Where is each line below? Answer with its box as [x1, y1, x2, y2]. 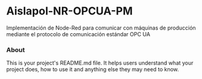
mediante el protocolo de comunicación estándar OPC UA [6, 30, 151, 37]
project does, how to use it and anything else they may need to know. [6, 66, 180, 73]
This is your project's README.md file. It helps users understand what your [6, 59, 194, 67]
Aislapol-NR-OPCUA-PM [6, 4, 133, 18]
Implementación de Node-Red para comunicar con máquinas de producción [6, 24, 197, 31]
